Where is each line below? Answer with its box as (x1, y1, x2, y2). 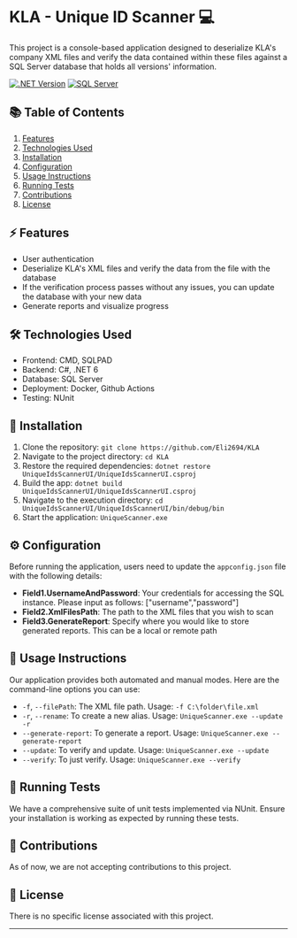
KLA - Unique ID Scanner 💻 (9, 7, 215, 27)
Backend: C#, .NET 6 (21, 365, 99, 375)
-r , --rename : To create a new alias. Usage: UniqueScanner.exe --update (21, 710, 284, 721)
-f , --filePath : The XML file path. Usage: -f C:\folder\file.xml (21, 701, 259, 711)
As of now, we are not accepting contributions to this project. (9, 862, 232, 873)
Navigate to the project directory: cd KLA (21, 451, 170, 462)
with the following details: (9, 571, 103, 580)
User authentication (21, 253, 95, 264)
